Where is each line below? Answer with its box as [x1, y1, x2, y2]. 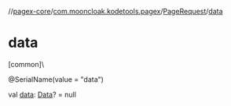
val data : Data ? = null [8, 90, 77, 99]
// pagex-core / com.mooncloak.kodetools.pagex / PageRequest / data [8, 7, 223, 16]
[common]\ [8, 59, 45, 69]
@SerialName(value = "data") [8, 74, 104, 84]
